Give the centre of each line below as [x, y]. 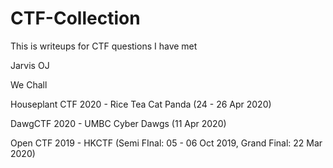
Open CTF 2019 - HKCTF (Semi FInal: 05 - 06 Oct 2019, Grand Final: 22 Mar [166, 143]
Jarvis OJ [30, 65]
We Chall [29, 84]
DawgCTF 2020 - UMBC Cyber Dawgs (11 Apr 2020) [118, 123]
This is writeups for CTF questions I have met [104, 46]
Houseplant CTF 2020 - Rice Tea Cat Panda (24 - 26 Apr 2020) [141, 104]
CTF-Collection [75, 18]
